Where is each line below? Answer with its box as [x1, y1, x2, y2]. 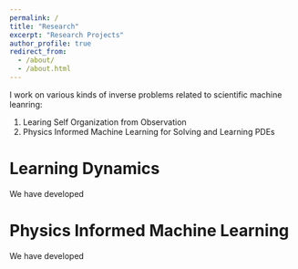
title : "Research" [9, 22, 79, 31]
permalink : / [9, 13, 59, 23]
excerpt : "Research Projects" [9, 30, 125, 39]
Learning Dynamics [9, 159, 160, 179]
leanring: [9, 98, 43, 109]
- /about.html [17, 65, 71, 74]
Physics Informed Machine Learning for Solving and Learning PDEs [22, 126, 275, 137]
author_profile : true [9, 38, 92, 48]
